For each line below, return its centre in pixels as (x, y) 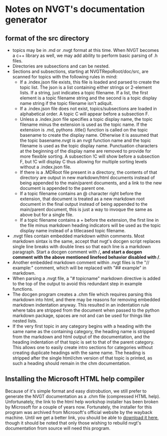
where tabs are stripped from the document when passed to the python (86, 310)
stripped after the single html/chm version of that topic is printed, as (82, 358)
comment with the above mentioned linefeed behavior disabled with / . (86, 257)
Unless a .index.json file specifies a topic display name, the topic (86, 119)
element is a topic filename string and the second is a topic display (88, 98)
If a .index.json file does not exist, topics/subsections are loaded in (88, 109)
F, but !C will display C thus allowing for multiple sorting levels (83, 162)
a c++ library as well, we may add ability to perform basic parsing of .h (85, 55)
